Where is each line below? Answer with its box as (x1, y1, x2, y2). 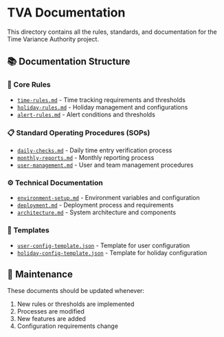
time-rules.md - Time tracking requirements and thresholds (16, 95, 186, 104)
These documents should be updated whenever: (7, 287, 145, 295)
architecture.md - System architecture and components (16, 208, 177, 216)
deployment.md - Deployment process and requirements (16, 201, 174, 210)
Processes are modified (16, 307, 85, 316)
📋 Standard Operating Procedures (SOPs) (7, 127, 150, 137)
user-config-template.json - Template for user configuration (16, 241, 190, 249)
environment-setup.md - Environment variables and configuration (16, 194, 201, 202)
